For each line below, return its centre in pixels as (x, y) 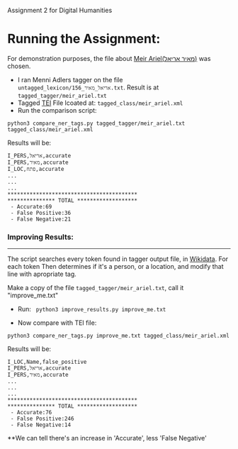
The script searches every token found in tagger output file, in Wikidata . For (118, 259)
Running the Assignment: (84, 39)
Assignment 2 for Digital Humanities (60, 10)
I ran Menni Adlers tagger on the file (70, 79)
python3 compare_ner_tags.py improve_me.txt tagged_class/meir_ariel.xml (119, 336)
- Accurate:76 (31, 413)
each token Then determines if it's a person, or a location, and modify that (116, 267)
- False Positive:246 (42, 419)
